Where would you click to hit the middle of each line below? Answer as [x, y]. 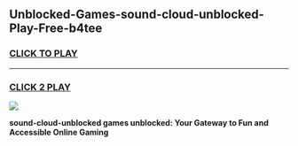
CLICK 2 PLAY [40, 87]
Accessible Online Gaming [59, 132]
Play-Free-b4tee [56, 29]
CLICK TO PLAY [43, 54]
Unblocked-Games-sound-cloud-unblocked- [137, 15]
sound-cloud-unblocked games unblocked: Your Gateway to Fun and [139, 122]
